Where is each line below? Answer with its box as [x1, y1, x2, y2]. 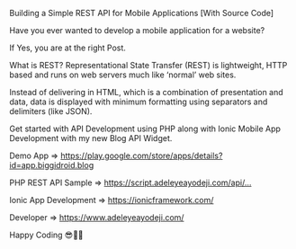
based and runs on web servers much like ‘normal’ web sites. [9, 69, 237, 80]
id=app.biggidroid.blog [9, 160, 94, 170]
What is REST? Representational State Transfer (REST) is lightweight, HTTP [9, 60, 288, 70]
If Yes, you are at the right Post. [9, 42, 126, 53]
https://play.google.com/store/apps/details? [59, 150, 223, 161]
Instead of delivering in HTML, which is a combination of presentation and [9, 87, 283, 97]
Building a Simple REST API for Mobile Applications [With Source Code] [9, 8, 274, 18]
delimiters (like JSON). [9, 106, 93, 116]
